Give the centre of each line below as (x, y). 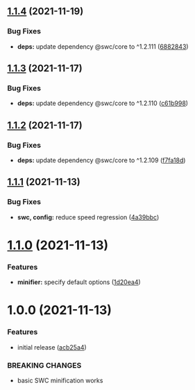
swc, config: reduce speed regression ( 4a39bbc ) (88, 217)
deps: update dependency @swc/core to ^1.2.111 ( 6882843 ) (103, 46)
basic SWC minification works (60, 381)
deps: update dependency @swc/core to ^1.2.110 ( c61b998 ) (103, 103)
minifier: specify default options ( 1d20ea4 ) (79, 282)
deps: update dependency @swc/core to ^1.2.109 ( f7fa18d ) (101, 160)
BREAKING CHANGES (44, 365)
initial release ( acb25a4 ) (52, 347)
